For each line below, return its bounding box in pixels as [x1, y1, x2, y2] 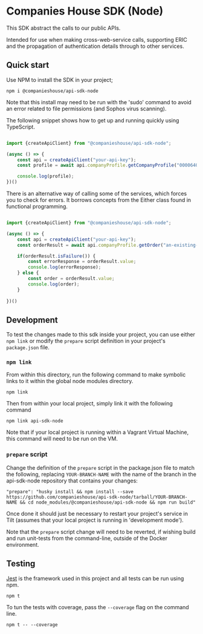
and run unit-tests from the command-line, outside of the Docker [6, 535, 168, 542]
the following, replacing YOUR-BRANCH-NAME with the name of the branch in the [6, 470, 196, 478]
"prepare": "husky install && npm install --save [6, 489, 134, 495]
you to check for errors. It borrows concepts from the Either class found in [6, 196, 192, 204]
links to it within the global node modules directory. [6, 378, 134, 385]
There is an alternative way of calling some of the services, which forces [6, 190, 187, 197]
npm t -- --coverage [6, 621, 59, 628]
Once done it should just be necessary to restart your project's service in [6, 510, 188, 517]
